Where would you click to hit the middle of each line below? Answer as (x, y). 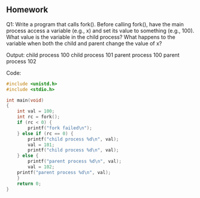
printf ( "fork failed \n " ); (60, 128)
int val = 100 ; (36, 111)
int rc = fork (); (39, 117)
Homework (27, 10)
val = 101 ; (41, 145)
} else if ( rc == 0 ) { (45, 133)
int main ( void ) (25, 100)
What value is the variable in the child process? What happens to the (91, 37)
